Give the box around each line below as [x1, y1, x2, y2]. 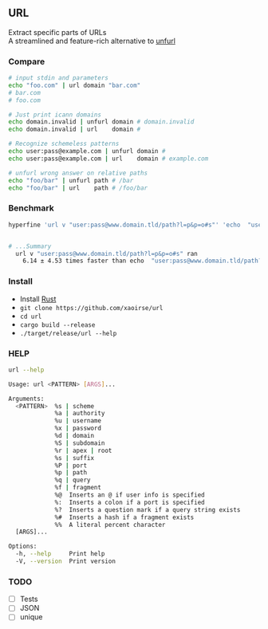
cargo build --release [19, 320, 96, 329]
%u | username [54, 417, 102, 425]
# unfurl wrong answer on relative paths [8, 169, 148, 177]
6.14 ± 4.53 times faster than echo [22, 257, 145, 265]
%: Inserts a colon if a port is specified [54, 498, 205, 506]
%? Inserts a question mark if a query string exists [54, 505, 241, 513]
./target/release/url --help [19, 329, 117, 337]
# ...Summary [8, 242, 52, 250]
